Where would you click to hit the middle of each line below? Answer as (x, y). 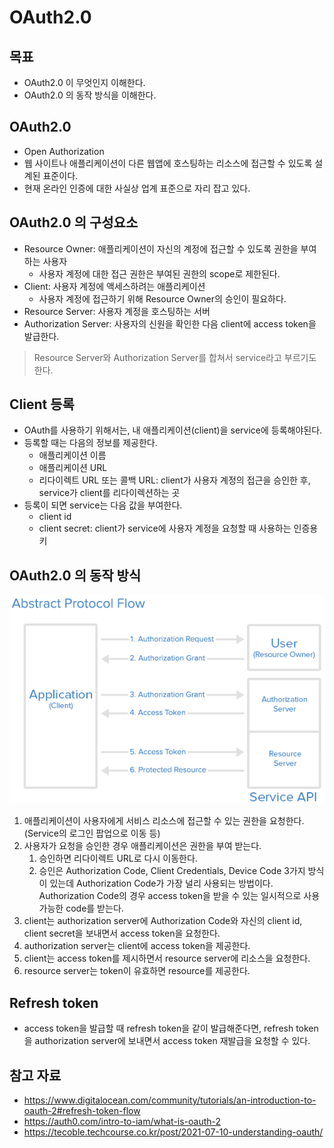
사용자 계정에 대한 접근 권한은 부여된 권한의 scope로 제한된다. (159, 273)
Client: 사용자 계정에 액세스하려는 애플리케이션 (114, 286)
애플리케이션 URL (73, 468)
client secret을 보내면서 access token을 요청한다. (122, 933)
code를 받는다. (94, 908)
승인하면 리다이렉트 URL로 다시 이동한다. (118, 858)
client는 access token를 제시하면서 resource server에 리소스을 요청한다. (167, 958)
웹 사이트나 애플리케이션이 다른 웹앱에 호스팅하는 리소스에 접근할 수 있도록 (168, 163)
